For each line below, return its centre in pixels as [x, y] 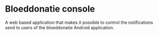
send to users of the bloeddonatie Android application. [60, 27]
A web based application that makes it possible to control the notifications [79, 22]
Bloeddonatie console [50, 9]
